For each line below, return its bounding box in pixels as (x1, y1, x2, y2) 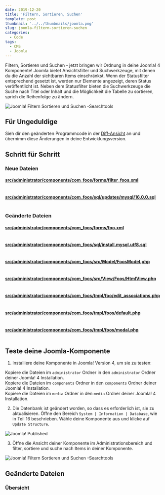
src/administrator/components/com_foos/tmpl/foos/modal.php (5, 327, 139, 332)
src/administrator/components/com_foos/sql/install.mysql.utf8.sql (5, 242, 147, 247)
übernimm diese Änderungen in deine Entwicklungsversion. (5, 136, 127, 142)
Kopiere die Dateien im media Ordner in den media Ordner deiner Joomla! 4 (5, 391, 156, 397)
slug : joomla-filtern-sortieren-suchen (5, 26, 87, 31)
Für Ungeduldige (5, 117, 58, 126)
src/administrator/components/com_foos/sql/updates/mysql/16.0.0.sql (5, 194, 156, 200)
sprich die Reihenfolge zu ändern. (5, 93, 74, 99)
